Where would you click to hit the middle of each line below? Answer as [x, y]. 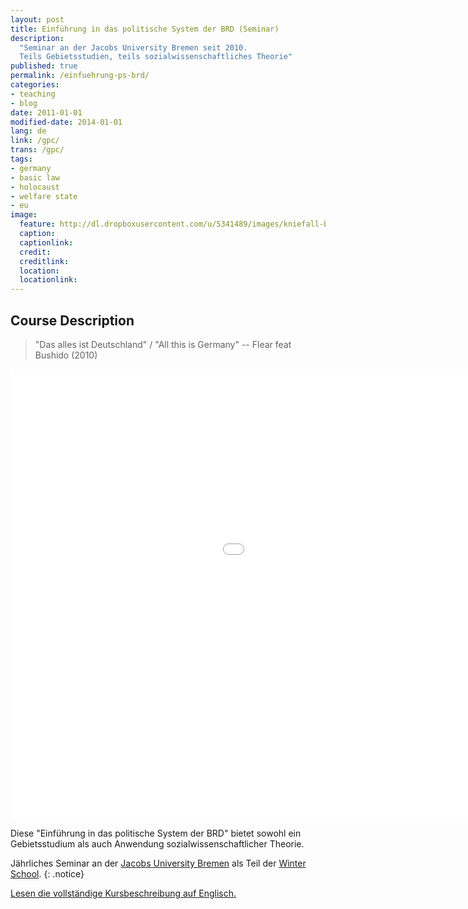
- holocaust [35, 187]
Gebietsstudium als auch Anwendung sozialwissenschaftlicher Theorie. [157, 843]
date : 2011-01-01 [46, 112]
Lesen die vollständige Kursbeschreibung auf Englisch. [123, 893]
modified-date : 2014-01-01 [66, 122]
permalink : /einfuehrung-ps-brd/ [80, 76]
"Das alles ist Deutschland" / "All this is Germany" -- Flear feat [163, 344]
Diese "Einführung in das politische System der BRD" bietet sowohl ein [156, 833]
